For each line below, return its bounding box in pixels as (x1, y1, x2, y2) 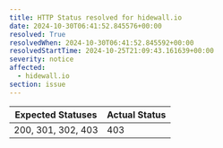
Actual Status (107, 109, 167, 121)
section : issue (9, 80, 66, 89)
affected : (9, 64, 47, 73)
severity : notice (9, 55, 74, 64)
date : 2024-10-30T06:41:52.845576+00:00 (9, 22, 163, 30)
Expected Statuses (14, 109, 98, 121)
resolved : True (9, 30, 66, 39)
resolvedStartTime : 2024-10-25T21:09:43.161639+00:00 (9, 47, 215, 56)
